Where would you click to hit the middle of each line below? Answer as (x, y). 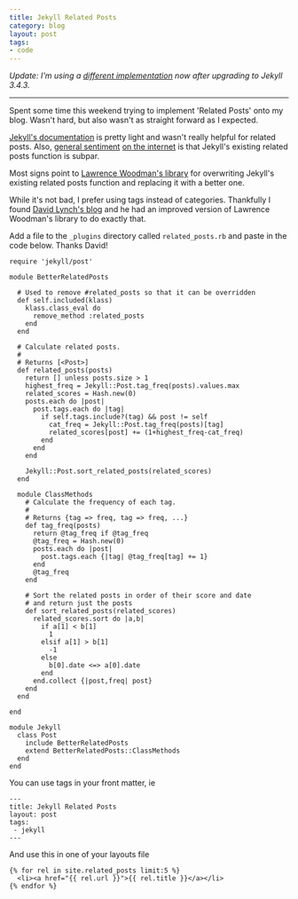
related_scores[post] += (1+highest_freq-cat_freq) (146, 433)
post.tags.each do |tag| (78, 409)
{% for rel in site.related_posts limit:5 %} (94, 871)
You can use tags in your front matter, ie (82, 783)
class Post (37, 736)
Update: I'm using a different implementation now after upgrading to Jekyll (146, 75)
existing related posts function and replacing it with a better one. (127, 183)
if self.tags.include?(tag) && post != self (125, 417)
